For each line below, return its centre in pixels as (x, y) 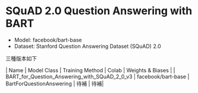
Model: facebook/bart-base (48, 40)
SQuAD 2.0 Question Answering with (99, 11)
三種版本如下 (21, 58)
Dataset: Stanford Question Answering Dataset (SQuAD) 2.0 (87, 46)
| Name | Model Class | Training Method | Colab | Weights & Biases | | (90, 70)
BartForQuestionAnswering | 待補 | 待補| (55, 84)
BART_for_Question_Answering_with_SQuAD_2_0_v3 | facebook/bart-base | (98, 76)
